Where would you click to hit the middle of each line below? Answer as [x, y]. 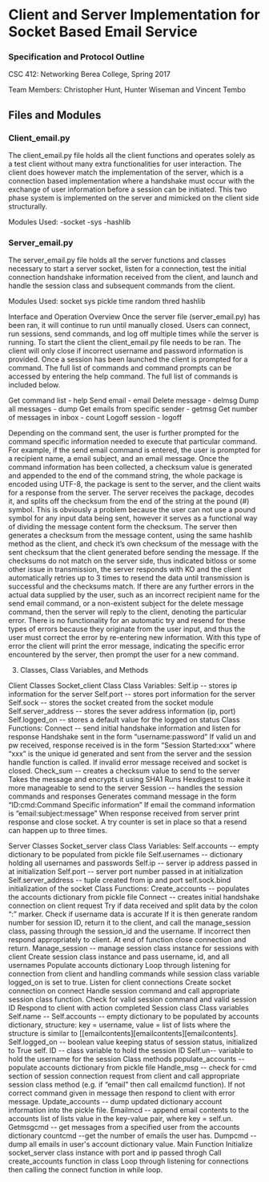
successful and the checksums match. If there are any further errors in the [131, 586]
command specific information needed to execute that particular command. [133, 442]
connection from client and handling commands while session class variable [134, 974]
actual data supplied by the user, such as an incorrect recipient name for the [134, 595]
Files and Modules [55, 115]
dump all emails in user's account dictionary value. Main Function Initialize [131, 1144]
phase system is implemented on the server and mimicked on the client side [134, 198]
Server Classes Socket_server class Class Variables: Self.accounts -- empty [134, 846]
